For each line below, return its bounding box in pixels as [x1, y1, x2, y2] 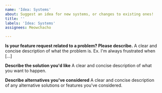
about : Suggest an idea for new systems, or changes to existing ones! [5, 12, 154, 17]
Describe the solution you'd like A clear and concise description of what [5, 63, 152, 69]
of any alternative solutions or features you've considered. [5, 82, 123, 88]
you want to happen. [5, 68, 46, 74]
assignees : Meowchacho [5, 25, 51, 30]
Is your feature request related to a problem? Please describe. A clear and [5, 43, 157, 49]
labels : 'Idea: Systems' [5, 20, 56, 26]
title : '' [5, 16, 25, 21]
